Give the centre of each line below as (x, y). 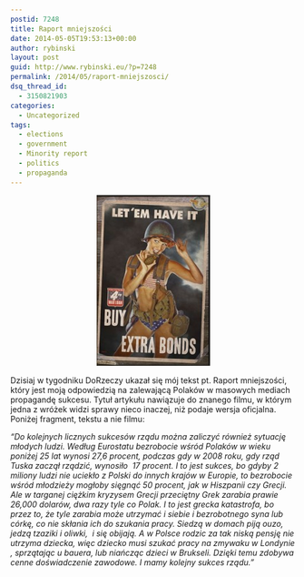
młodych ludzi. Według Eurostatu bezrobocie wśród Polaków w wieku (141, 446)
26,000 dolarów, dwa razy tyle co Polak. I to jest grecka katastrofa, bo (142, 504)
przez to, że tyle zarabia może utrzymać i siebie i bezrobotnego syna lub (147, 513)
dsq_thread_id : (39, 86)
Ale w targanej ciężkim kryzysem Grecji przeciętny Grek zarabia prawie (145, 494)
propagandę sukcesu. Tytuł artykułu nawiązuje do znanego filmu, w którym (151, 400)
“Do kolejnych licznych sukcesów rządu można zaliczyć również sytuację (148, 436)
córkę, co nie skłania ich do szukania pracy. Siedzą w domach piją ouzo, (147, 523)
